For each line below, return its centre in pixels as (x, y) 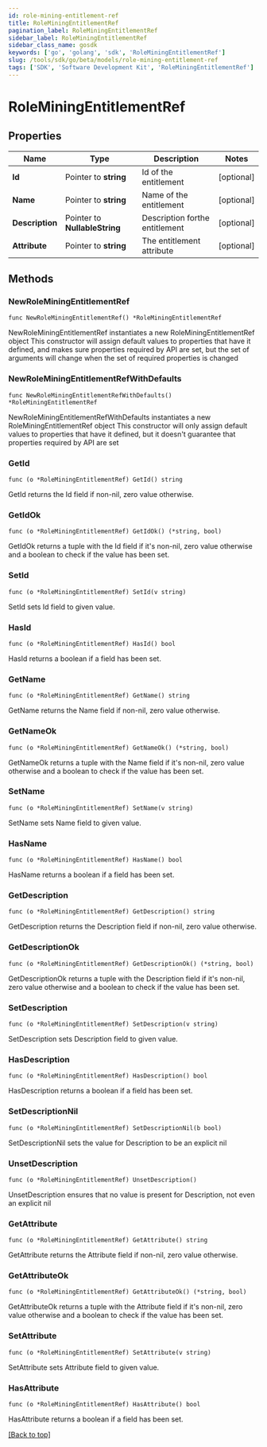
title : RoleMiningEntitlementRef (64, 23)
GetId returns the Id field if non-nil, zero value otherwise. (101, 495)
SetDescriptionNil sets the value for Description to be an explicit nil (118, 1143)
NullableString (93, 228)
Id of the (157, 172)
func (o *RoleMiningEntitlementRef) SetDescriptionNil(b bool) (115, 1128)
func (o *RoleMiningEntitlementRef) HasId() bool (92, 643)
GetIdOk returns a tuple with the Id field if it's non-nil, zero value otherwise (130, 546)
